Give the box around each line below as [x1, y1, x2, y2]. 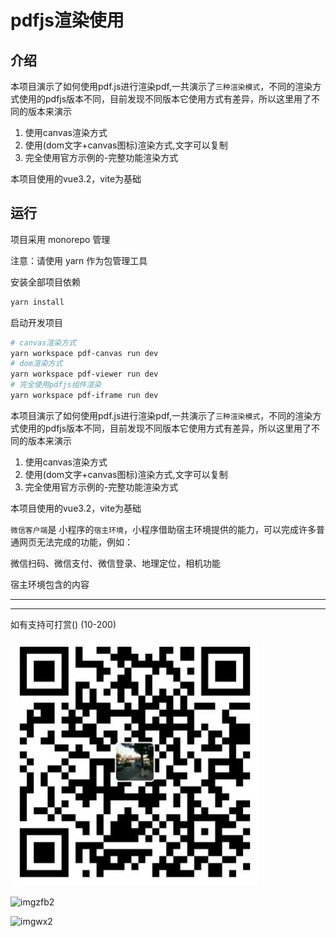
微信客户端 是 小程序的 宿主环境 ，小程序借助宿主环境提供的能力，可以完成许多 [10, 523, 317, 535]
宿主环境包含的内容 [10, 578, 90, 590]
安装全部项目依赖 [10, 276, 81, 288]
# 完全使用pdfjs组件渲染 [10, 380, 102, 390]
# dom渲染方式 [10, 359, 63, 369]
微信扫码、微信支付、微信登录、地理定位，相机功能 [10, 557, 221, 569]
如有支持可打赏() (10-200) [10, 618, 117, 630]
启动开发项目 [10, 316, 63, 328]
